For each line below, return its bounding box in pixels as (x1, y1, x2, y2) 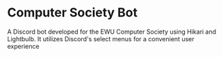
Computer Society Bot (7, 5, 138, 21)
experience (7, 42, 40, 50)
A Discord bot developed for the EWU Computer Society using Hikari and (7, 27, 217, 36)
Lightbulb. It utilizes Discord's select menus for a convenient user (7, 34, 195, 43)
